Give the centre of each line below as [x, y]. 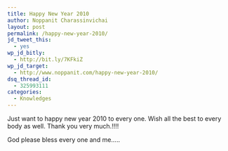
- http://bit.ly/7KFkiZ [48, 60]
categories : [25, 92]
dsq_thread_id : [29, 79]
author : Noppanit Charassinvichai [58, 20]
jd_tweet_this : [29, 40]
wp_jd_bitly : [26, 53]
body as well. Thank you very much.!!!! [63, 126]
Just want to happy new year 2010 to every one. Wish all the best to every [114, 119]
